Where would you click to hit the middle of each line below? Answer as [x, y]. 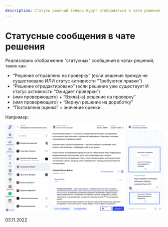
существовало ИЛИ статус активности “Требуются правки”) [77, 80]
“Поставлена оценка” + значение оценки [56, 107]
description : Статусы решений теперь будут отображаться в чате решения [83, 10]
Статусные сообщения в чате [70, 36]
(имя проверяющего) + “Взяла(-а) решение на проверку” [74, 96]
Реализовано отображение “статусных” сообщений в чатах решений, [80, 60]
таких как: [16, 65]
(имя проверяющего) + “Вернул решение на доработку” [73, 102]
